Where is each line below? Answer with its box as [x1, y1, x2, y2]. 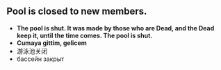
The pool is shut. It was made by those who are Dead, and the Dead [16, 24, 215, 32]
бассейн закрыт [16, 55, 65, 63]
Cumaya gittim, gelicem [16, 38, 88, 47]
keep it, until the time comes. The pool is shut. [16, 31, 153, 40]
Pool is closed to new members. [6, 6, 147, 17]
